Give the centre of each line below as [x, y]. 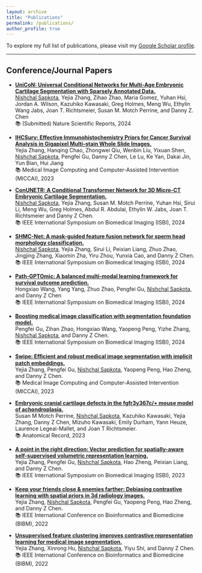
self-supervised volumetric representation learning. [81, 456]
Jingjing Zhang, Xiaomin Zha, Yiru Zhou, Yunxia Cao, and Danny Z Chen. [105, 256]
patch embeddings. [40, 363]
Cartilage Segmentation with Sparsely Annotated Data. [85, 91]
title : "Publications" [35, 17]
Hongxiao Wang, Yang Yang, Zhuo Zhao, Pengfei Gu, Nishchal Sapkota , [103, 289]
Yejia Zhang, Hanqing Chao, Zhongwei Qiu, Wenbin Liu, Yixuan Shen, [100, 150]
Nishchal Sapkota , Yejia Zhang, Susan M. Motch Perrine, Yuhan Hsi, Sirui [105, 203]
